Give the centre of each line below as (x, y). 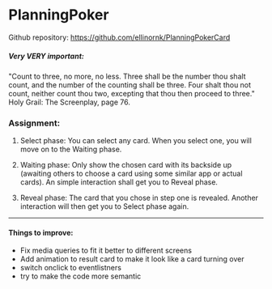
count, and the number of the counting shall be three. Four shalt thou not (130, 85)
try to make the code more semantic (81, 276)
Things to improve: (41, 232)
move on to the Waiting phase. (71, 149)
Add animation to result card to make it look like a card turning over (132, 259)
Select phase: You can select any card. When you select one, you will (136, 141)
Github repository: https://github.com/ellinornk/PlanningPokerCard (119, 37)
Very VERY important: (47, 56)
